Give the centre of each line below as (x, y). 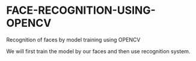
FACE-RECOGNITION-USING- (81, 10)
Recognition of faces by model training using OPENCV (73, 39)
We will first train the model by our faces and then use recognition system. (98, 51)
